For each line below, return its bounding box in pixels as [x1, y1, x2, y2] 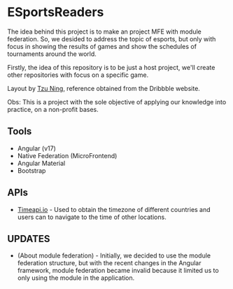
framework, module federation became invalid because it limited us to [17, 267, 219, 275]
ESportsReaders [7, 4, 104, 20]
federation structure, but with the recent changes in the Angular [17, 259, 202, 267]
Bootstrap [17, 166, 46, 175]
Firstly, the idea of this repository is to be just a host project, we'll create [7, 63, 216, 71]
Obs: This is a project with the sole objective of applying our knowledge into [7, 97, 227, 106]
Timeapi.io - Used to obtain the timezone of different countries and [17, 205, 211, 213]
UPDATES [7, 232, 50, 245]
